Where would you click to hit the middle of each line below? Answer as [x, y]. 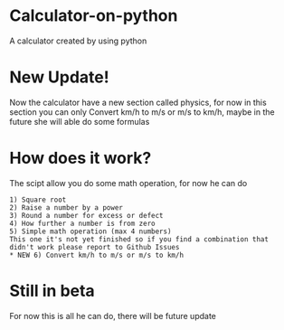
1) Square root [38, 200]
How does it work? [80, 158]
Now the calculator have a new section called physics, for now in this [138, 102]
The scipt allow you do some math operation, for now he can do [128, 183]
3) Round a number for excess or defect [87, 215]
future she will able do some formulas [80, 121]
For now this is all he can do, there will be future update [113, 316]
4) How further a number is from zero [82, 223]
